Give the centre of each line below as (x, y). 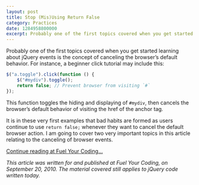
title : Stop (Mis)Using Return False (53, 17)
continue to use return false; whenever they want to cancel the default (95, 127)
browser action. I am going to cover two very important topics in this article (98, 133)
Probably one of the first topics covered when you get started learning (93, 51)
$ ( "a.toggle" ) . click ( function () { (50, 75)
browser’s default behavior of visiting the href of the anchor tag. (85, 109)
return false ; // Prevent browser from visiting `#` (84, 85)
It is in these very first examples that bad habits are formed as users (90, 121)
